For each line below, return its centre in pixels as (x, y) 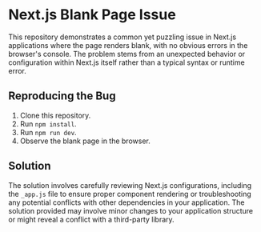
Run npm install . (48, 124)
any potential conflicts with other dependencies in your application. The (126, 202)
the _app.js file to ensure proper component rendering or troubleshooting (130, 194)
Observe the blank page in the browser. (85, 141)
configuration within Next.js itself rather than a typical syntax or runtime (127, 62)
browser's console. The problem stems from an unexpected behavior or (127, 54)
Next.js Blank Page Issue (92, 15)
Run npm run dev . (48, 132)
